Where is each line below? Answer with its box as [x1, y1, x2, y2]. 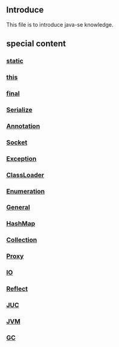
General [6, 203, 30, 212]
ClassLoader [6, 170, 45, 179]
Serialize [6, 106, 33, 114]
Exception [6, 154, 37, 163]
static [6, 57, 24, 66]
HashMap [6, 220, 36, 228]
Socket [6, 138, 28, 146]
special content [6, 39, 66, 49]
